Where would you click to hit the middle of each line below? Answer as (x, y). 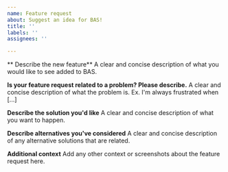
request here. (26, 161)
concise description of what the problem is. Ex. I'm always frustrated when (113, 93)
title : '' (21, 26)
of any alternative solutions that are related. (69, 140)
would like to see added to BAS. (52, 72)
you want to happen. (36, 120)
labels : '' (23, 33)
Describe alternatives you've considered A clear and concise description (112, 134)
